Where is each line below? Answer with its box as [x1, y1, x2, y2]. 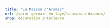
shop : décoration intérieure [5, 16, 64, 20]
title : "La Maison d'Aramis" [5, 7, 64, 12]
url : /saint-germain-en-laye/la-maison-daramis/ [5, 11, 106, 16]
